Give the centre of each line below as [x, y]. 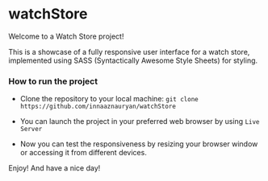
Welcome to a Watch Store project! [66, 36]
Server [31, 130]
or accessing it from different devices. [83, 153]
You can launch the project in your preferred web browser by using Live [140, 121]
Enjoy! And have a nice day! [54, 168]
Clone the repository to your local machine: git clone [109, 99]
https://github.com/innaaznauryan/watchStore [98, 107]
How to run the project [53, 81]
